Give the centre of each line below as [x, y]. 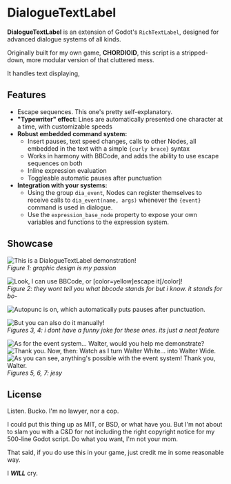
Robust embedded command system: [72, 133]
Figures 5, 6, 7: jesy [35, 373]
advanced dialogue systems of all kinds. [64, 39]
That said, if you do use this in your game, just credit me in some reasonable [115, 453]
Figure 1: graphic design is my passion [62, 268]
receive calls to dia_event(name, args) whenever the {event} [114, 200]
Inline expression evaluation [67, 170]
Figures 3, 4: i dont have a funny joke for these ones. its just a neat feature [113, 330]
